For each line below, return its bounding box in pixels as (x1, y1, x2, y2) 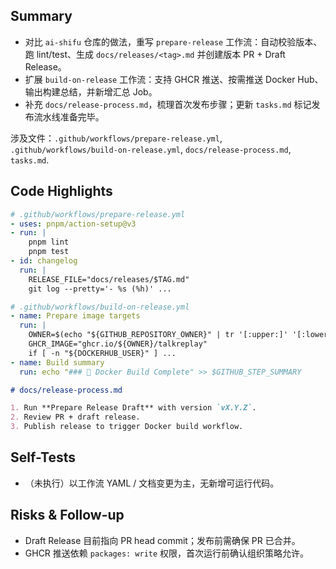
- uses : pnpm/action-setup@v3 (10, 219, 137, 229)
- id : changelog (10, 256, 78, 266)
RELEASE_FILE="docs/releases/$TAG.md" (28, 274, 190, 284)
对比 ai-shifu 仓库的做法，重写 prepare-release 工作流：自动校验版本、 (24, 35, 323, 48)
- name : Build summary (10, 357, 105, 368)
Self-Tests (10, 449, 77, 466)
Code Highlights (10, 183, 113, 200)
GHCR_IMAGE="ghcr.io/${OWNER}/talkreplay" (28, 339, 208, 349)
